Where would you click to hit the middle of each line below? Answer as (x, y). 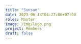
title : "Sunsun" (22, 10)
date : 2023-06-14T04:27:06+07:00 (41, 15)
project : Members (24, 29)
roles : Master (20, 19)
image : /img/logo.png (28, 24)
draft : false (19, 33)
